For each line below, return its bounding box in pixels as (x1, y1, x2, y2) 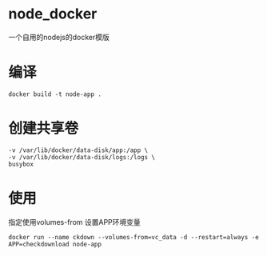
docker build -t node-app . (8, 90, 102, 98)
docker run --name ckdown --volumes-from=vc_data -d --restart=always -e (8, 233, 260, 241)
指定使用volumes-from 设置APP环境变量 (8, 217, 141, 226)
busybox (8, 160, 34, 168)
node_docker (8, 5, 98, 23)
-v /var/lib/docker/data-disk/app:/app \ (8, 146, 149, 154)
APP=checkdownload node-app (8, 240, 102, 248)
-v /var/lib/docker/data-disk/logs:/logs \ (8, 153, 156, 161)
